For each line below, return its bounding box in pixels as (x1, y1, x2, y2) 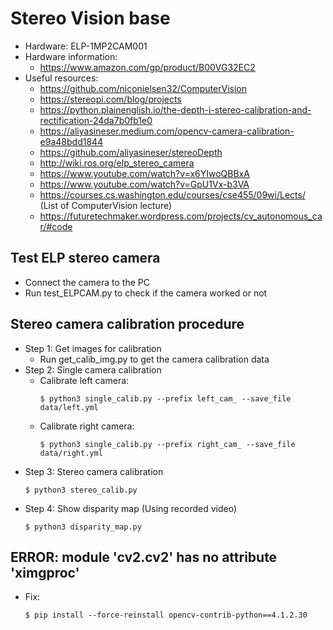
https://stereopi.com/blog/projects (39, 93, 182, 105)
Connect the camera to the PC (24, 276, 150, 288)
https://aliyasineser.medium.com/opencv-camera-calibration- (39, 125, 295, 137)
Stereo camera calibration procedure (10, 316, 245, 333)
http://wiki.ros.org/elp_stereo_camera (39, 157, 195, 169)
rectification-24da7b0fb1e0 (39, 114, 153, 126)
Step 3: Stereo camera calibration (24, 465, 164, 477)
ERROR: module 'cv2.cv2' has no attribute (10, 548, 278, 566)
